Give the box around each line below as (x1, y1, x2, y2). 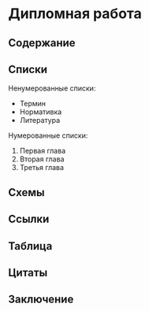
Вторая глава (19, 154, 65, 164)
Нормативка (19, 107, 62, 117)
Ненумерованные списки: (8, 83, 96, 93)
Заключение (8, 293, 74, 306)
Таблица (8, 239, 53, 253)
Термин (19, 99, 46, 109)
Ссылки (8, 213, 50, 226)
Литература (19, 116, 61, 125)
